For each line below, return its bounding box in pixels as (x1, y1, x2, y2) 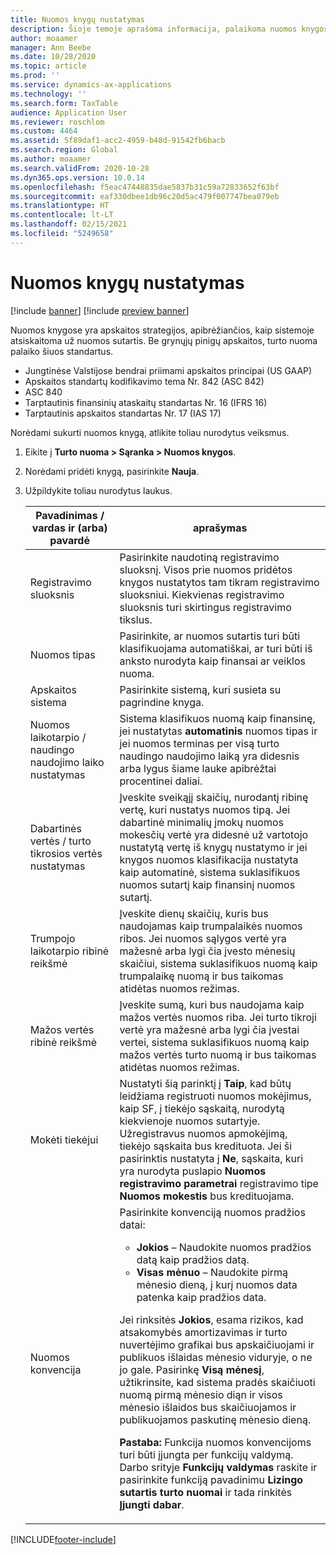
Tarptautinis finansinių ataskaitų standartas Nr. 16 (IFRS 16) (24, 396, 268, 408)
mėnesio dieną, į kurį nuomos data (136, 1277, 298, 1291)
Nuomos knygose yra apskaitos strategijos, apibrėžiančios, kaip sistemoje (10, 324, 315, 336)
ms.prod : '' (10, 71, 60, 81)
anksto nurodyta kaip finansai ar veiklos (119, 654, 306, 668)
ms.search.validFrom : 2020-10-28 (10, 163, 150, 173)
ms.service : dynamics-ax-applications (10, 80, 172, 90)
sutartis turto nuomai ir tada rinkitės (119, 1485, 293, 1499)
